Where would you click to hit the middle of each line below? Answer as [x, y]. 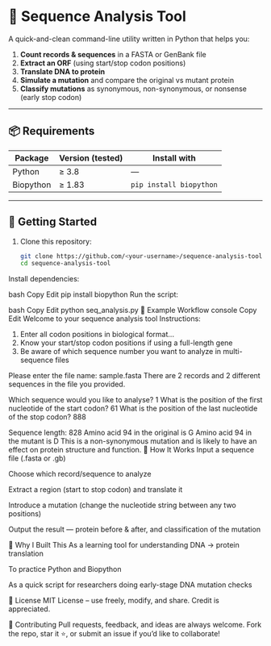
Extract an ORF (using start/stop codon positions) [103, 63]
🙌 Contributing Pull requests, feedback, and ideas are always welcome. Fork [135, 625]
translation [26, 554]
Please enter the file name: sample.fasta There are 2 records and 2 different [134, 376]
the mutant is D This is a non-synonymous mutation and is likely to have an [133, 441]
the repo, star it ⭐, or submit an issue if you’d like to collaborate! [114, 634]
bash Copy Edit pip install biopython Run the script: [94, 294]
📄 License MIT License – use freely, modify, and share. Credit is [114, 601]
